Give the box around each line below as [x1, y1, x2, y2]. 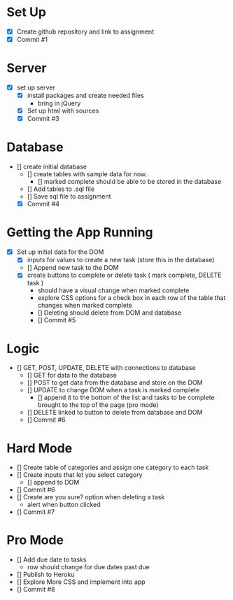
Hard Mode [6, 440, 73, 456]
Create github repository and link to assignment [16, 27, 155, 36]
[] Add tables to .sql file [27, 185, 95, 193]
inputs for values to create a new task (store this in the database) [27, 256, 215, 264]
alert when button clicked [27, 501, 101, 509]
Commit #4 [27, 200, 60, 208]
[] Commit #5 [37, 316, 76, 324]
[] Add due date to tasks [16, 555, 87, 564]
